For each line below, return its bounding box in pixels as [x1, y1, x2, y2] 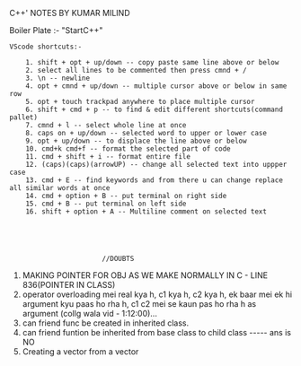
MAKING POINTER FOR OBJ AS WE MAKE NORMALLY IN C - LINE [22, 270, 268, 281]
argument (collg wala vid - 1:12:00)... [22, 309, 157, 318]
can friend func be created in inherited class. [22, 318, 190, 328]
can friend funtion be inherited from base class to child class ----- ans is [22, 327, 292, 337]
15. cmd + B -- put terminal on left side [25, 199, 187, 208]
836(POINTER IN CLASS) [22, 280, 116, 290]
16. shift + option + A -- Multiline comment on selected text [25, 207, 268, 216]
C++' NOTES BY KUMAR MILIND [9, 8, 130, 18]
